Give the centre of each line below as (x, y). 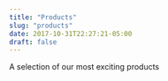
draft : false (33, 42)
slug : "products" (41, 26)
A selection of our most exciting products (84, 67)
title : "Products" (43, 17)
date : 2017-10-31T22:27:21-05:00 (71, 33)
